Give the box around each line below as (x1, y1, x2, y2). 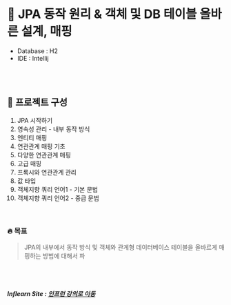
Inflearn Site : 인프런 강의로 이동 (7, 289, 96, 297)
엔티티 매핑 (17, 133, 48, 141)
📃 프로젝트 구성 (7, 97, 68, 108)
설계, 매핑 (21, 23, 72, 39)
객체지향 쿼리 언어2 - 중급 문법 (17, 194, 100, 202)
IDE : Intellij (17, 54, 50, 62)
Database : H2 (17, 46, 59, 55)
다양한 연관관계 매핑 (17, 150, 71, 159)
